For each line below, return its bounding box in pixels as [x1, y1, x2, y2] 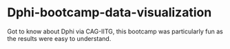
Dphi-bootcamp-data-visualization [7, 5, 212, 20]
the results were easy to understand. [7, 34, 112, 42]
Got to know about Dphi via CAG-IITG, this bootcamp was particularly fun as [7, 27, 224, 35]
